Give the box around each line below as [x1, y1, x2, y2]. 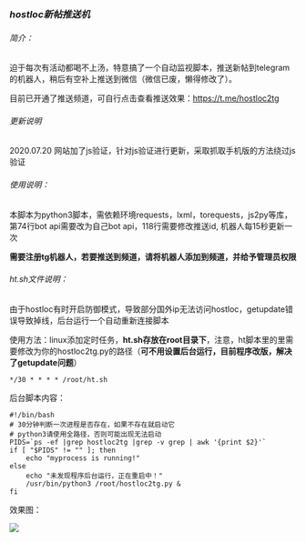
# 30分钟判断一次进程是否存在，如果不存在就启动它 [9, 420, 176, 429]
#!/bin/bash [9, 410, 55, 419]
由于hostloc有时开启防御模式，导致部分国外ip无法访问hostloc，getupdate [9, 303, 286, 315]
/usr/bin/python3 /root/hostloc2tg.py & [25, 479, 181, 488]
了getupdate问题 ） [9, 356, 82, 367]
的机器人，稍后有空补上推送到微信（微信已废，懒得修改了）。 [9, 74, 237, 85]
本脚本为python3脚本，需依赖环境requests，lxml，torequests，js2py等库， [9, 209, 293, 220]
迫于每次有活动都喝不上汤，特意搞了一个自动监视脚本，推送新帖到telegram [9, 62, 291, 74]
